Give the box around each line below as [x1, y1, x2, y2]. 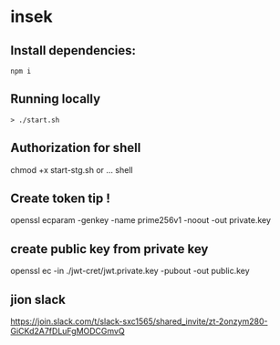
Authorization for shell [10, 140, 141, 156]
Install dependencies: [10, 43, 136, 58]
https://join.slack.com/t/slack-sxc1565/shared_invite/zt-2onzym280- [10, 316, 268, 327]
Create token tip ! [10, 191, 110, 207]
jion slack [10, 291, 67, 307]
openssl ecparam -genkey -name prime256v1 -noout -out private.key [10, 215, 272, 226]
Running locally [10, 91, 101, 107]
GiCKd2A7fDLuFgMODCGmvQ [10, 326, 126, 337]
